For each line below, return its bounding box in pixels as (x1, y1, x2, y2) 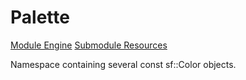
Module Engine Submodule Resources (10, 39, 168, 51)
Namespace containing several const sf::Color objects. (10, 58, 237, 70)
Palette (10, 6, 70, 29)
